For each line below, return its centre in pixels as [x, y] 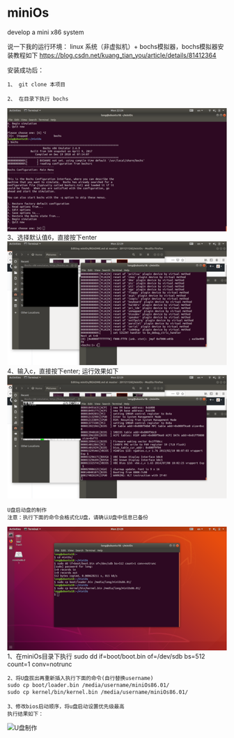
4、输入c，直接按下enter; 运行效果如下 [63, 371]
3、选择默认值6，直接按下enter [52, 238]
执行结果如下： [25, 714]
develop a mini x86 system [46, 32]
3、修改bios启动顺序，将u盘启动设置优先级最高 [66, 706]
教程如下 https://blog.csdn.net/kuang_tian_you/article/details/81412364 [115, 55]
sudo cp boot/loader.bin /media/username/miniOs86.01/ [88, 685]
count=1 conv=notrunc [40, 664]
